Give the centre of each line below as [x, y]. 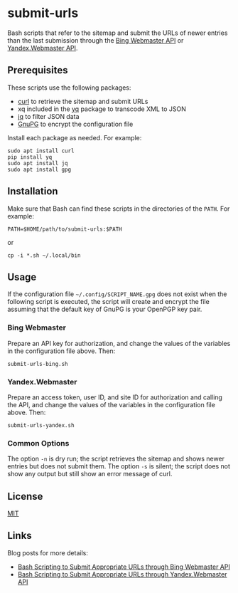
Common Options [38, 443]
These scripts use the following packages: [69, 88]
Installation [33, 191]
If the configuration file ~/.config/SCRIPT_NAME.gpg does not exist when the [117, 294]
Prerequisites [38, 70]
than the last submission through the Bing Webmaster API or [96, 40]
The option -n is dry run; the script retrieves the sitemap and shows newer [116, 459]
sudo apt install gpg [39, 169]
